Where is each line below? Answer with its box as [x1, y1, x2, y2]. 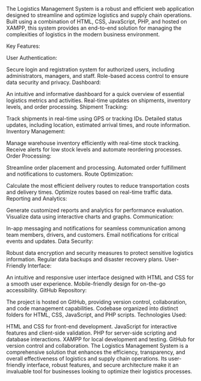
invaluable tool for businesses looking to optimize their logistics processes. [6, 368, 193, 375]
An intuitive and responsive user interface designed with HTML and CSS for [6, 274, 194, 281]
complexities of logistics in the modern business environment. [6, 31, 160, 38]
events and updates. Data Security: [6, 238, 93, 245]
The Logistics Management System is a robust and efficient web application [6, 5, 194, 12]
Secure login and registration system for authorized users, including [6, 66, 175, 73]
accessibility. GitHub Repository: [6, 287, 87, 293]
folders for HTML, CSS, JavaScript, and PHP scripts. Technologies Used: [6, 311, 187, 318]
